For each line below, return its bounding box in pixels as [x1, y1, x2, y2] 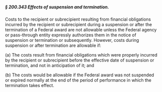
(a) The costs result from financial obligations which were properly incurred [5, 52, 158, 58]
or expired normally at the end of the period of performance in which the [5, 77, 152, 83]
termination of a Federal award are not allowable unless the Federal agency [5, 27, 157, 32]
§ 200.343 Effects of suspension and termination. [5, 4, 109, 10]
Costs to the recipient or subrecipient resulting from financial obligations [5, 16, 151, 22]
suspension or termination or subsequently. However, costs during [5, 37, 139, 43]
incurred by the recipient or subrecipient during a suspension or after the [5, 21, 152, 27]
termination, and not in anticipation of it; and [5, 62, 94, 68]
